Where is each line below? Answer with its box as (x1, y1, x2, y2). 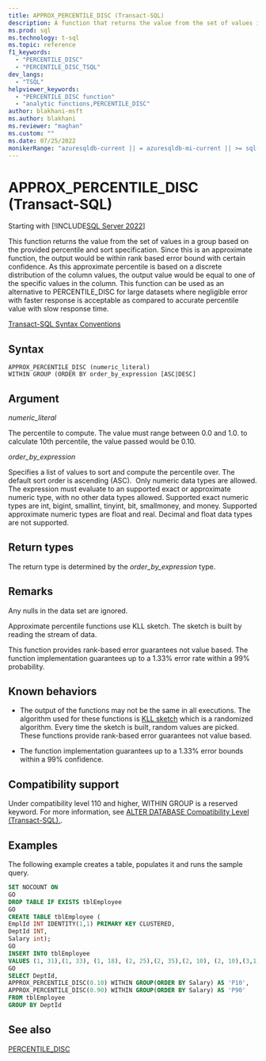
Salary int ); (8, 935, 51, 943)
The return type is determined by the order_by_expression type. (8, 562, 216, 571)
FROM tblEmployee (8, 994, 66, 1002)
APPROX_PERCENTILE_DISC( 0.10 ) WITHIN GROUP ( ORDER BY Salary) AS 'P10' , (8, 979, 249, 987)
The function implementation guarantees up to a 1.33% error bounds (19, 746, 244, 756)
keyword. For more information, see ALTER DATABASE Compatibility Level (8, 807, 249, 817)
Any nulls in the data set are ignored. (8, 605, 128, 615)
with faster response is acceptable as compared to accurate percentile (8, 296, 239, 305)
